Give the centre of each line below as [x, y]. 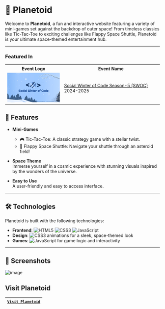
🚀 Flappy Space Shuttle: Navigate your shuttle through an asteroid [86, 146]
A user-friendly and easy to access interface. [58, 186]
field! [25, 151]
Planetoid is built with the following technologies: [55, 221]
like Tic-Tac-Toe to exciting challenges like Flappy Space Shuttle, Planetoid [81, 34]
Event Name [111, 69]
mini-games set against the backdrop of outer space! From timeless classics [82, 28]
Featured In [19, 56]
